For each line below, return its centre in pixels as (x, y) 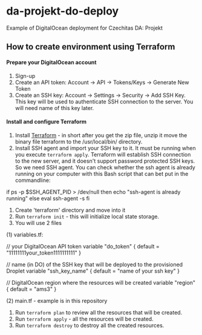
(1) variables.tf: (25, 235)
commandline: (33, 180)
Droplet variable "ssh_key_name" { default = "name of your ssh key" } (93, 271)
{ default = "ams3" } (31, 289)
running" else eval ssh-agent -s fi (48, 198)
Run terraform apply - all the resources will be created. (84, 319)
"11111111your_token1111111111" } (44, 253)
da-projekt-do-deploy (63, 11)
